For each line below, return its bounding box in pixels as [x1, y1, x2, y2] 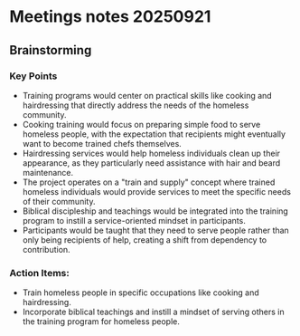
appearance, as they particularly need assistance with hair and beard [22, 157, 281, 168]
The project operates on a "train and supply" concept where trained [22, 177, 276, 187]
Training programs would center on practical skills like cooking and [22, 90, 273, 101]
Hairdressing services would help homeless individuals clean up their [22, 148, 281, 158]
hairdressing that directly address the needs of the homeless [22, 100, 249, 110]
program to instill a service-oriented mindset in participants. [22, 215, 246, 226]
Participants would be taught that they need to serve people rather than [22, 225, 289, 235]
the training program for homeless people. [22, 316, 181, 327]
